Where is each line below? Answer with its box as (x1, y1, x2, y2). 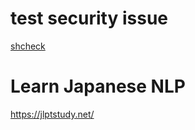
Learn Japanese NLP (10, 75, 186, 98)
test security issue (10, 7, 169, 30)
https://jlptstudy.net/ (10, 108, 95, 120)
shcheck (10, 40, 46, 52)
